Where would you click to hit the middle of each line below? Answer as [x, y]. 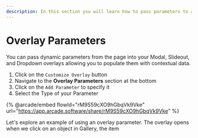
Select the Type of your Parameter [56, 93]
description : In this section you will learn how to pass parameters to [97, 11]
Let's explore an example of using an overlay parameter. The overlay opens [98, 122]
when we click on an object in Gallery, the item [63, 128]
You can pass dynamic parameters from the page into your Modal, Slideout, [98, 57]
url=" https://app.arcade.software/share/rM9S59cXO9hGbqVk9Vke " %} [93, 111]
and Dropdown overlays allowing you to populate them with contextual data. [98, 63]
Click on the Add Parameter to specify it [62, 87]
